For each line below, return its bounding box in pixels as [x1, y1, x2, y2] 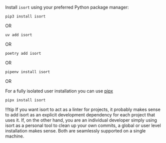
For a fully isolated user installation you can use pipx [5, 88, 113, 94]
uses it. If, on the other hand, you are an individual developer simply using [5, 117, 157, 123]
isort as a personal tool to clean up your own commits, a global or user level [5, 122, 161, 128]
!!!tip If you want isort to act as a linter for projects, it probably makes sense [5, 106, 161, 112]
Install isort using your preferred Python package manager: [5, 5, 129, 10]
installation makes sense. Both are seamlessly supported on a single [5, 128, 146, 133]
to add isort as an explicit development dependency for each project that [5, 112, 155, 117]
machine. [5, 133, 24, 139]
